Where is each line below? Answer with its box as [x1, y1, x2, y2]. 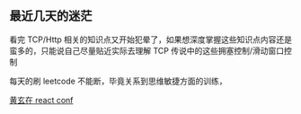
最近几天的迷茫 [9, 8, 93, 24]
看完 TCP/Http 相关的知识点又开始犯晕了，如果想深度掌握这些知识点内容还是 [9, 34, 293, 45]
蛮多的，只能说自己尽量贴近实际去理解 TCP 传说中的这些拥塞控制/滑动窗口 [9, 45, 285, 56]
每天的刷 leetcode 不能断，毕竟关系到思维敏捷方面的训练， [9, 75, 227, 86]
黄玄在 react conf [9, 94, 74, 105]
